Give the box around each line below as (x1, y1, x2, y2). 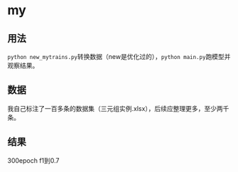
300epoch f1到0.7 (7, 156, 60, 165)
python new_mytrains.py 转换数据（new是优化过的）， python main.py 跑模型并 (7, 53, 231, 60)
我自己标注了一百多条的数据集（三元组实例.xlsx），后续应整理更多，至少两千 (7, 104, 229, 112)
